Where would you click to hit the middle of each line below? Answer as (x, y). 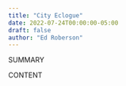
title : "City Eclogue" (46, 15)
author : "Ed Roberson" (46, 37)
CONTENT (25, 75)
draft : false (30, 30)
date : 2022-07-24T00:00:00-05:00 (63, 23)
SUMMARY (27, 60)
